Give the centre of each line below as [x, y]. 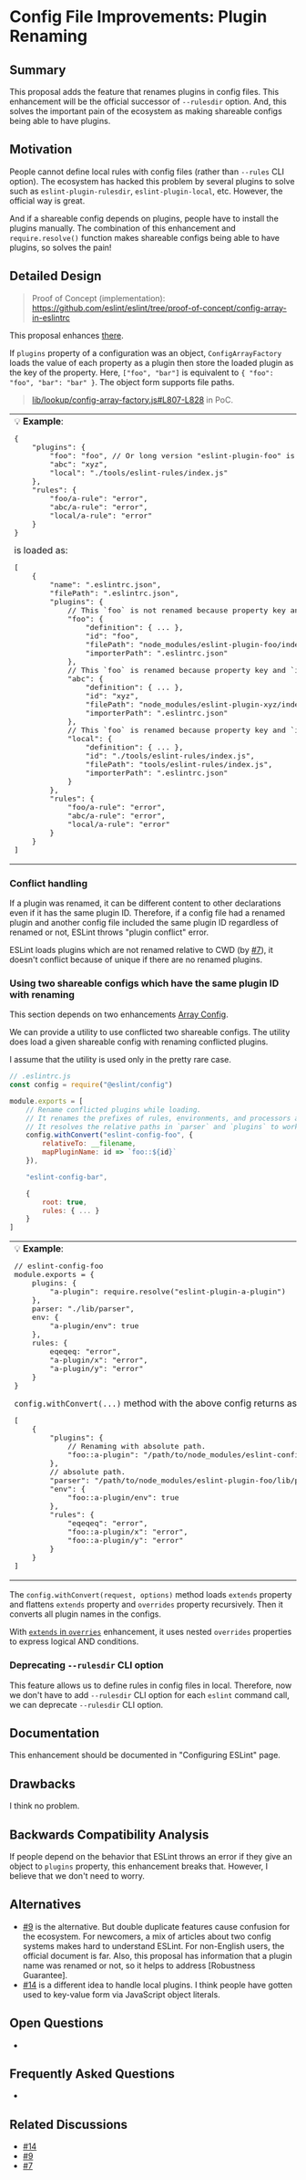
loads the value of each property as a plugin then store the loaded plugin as [152, 362]
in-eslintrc [51, 318]
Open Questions [56, 2023]
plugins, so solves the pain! [61, 247]
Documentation [55, 1733]
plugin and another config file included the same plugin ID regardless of [144, 922]
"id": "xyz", [112, 696]
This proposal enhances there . [67, 335]
